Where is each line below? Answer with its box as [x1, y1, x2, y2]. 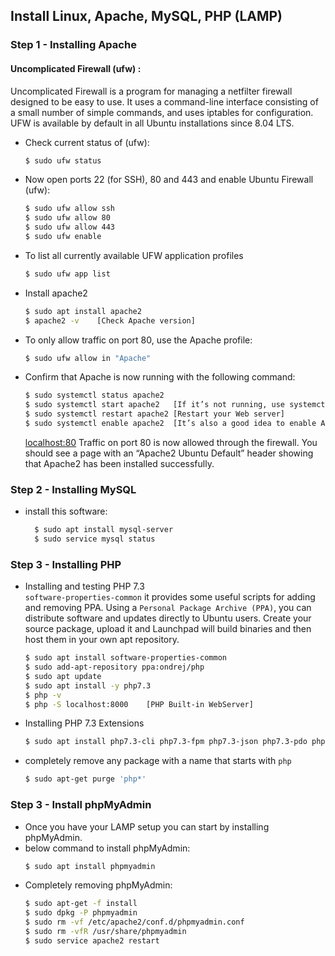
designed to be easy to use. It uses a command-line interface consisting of [10, 95, 319, 108]
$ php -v [24, 690, 62, 700]
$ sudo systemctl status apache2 [24, 390, 165, 401]
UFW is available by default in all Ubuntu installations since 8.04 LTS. [10, 117, 295, 129]
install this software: [24, 505, 108, 518]
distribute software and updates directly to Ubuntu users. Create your [24, 612, 312, 624]
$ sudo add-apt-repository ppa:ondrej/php [24, 662, 205, 673]
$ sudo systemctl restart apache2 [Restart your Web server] [24, 409, 286, 419]
